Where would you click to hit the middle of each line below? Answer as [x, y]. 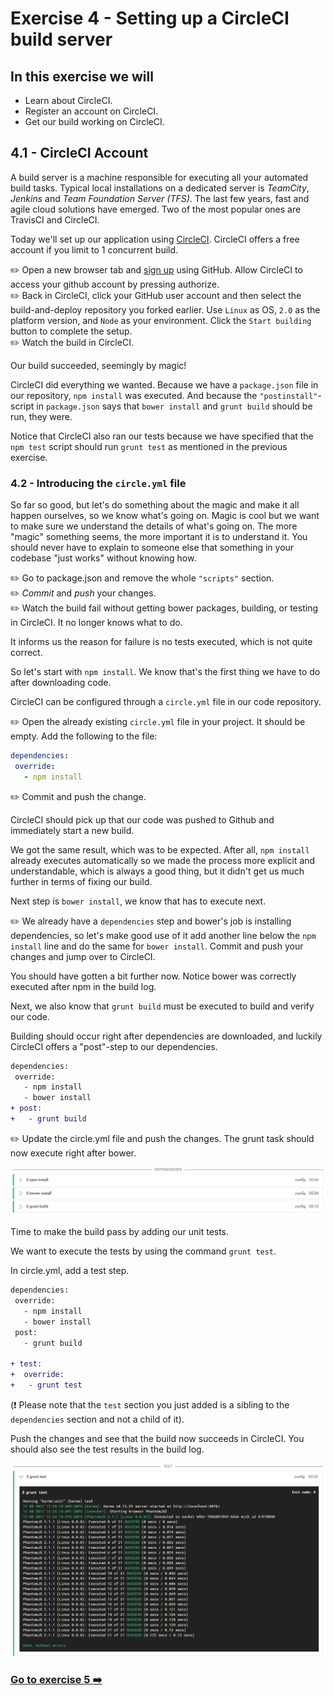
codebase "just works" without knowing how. [103, 558]
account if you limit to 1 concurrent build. [94, 249]
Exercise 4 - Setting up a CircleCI [150, 18]
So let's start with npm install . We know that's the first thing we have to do [165, 672]
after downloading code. [61, 683]
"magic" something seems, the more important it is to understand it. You [159, 537]
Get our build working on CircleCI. [94, 121]
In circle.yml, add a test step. [70, 1271]
